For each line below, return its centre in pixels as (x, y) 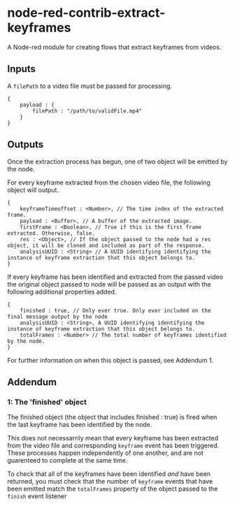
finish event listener (37, 496)
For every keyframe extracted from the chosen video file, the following (109, 182)
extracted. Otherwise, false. (51, 233)
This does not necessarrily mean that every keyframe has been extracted (113, 438)
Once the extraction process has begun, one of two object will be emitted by (117, 161)
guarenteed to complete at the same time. (67, 461)
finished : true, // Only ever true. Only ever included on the (115, 310)
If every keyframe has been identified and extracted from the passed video (115, 277)
